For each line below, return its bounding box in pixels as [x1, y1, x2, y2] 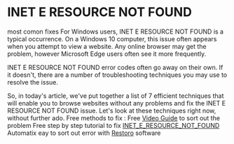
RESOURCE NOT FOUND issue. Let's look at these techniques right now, [7, 106, 216, 115]
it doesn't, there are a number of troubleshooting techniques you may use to [7, 71, 228, 79]
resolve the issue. [7, 78, 58, 86]
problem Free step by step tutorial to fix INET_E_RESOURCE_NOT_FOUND [7, 121, 220, 129]
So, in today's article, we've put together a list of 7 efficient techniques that [7, 92, 224, 100]
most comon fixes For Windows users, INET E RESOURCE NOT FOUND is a [7, 27, 224, 36]
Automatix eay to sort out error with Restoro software [7, 129, 161, 137]
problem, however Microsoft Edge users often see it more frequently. [7, 50, 207, 58]
